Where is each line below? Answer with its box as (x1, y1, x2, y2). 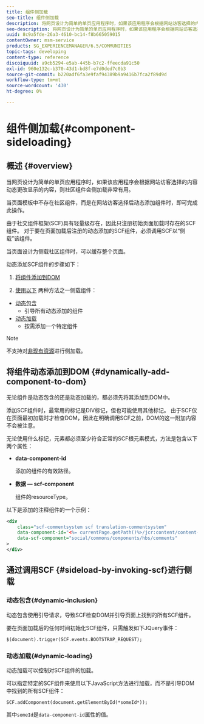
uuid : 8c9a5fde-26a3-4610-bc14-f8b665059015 (6, 32, 121, 38)
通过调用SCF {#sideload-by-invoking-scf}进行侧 (6, 565, 192, 575)
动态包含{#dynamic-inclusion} (6, 596, 98, 604)
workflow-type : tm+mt (6, 77, 61, 83)
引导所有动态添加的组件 (24, 307, 83, 314)
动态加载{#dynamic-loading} (6, 651, 93, 660)
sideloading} (6, 135, 72, 149)
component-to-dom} (6, 376, 87, 387)
